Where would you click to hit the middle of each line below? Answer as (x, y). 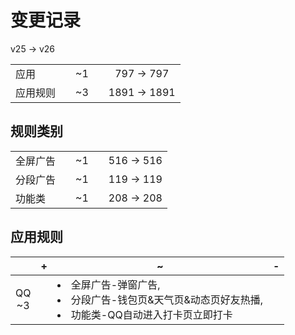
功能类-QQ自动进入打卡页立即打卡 (151, 314)
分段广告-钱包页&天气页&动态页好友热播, (167, 299)
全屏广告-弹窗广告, (115, 284)
